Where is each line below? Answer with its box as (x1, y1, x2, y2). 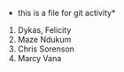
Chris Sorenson (17, 44, 75, 54)
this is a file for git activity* (17, 8, 116, 18)
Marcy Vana (17, 53, 62, 63)
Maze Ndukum (17, 35, 72, 44)
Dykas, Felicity (17, 25, 72, 35)
